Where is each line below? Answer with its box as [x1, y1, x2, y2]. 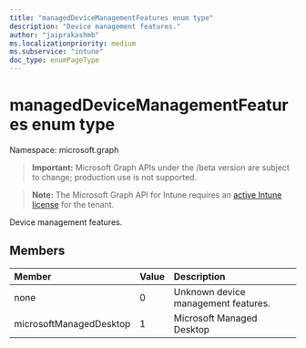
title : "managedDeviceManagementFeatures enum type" [9, 13, 214, 23]
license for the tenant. [31, 199, 115, 210]
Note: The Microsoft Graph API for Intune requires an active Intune [31, 189, 282, 200]
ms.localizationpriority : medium [9, 38, 137, 48]
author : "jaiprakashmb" [9, 30, 100, 39]
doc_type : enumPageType [9, 56, 100, 65]
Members [9, 243, 66, 259]
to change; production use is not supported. [31, 171, 198, 182]
